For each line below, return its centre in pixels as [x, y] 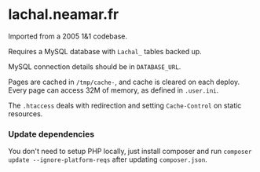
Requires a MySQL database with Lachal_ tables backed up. [105, 51]
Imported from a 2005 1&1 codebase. [68, 36]
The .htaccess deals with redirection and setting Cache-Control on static [125, 105]
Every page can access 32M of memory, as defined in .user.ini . [114, 90]
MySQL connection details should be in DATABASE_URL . [95, 66]
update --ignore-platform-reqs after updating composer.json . [108, 159]
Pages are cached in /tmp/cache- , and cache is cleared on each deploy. [124, 82]
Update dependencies [51, 134]
